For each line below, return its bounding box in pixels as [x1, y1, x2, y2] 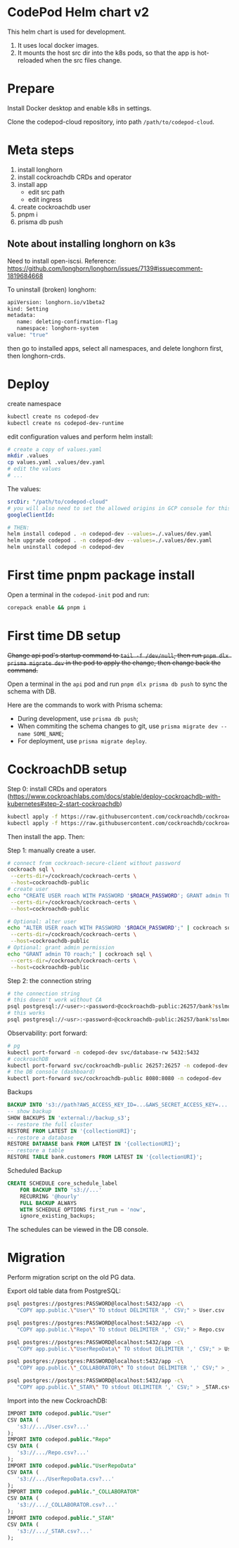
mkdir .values [7, 453, 49, 460]
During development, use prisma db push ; [17, 714, 138, 722]
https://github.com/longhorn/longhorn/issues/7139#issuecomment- [7, 264, 203, 273]
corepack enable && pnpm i [7, 604, 86, 611]
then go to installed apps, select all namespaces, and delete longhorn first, [7, 344, 224, 352]
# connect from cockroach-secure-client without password [7, 859, 181, 866]
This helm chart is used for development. [7, 27, 127, 36]
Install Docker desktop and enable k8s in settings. [7, 103, 152, 112]
